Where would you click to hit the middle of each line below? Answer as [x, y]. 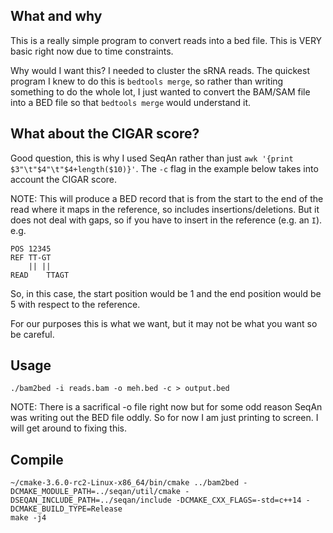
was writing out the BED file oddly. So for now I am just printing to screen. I [164, 418]
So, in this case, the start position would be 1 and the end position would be [166, 293]
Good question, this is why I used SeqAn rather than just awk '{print [152, 158]
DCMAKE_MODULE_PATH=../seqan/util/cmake [96, 492]
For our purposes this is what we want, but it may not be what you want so [164, 323]
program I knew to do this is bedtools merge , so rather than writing [147, 81]
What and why [56, 16]
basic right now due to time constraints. [92, 51]
